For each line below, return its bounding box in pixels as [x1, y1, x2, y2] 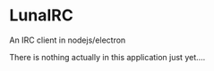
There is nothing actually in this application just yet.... [9, 51, 206, 62]
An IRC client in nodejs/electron [9, 35, 126, 45]
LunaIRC [9, 5, 73, 26]
